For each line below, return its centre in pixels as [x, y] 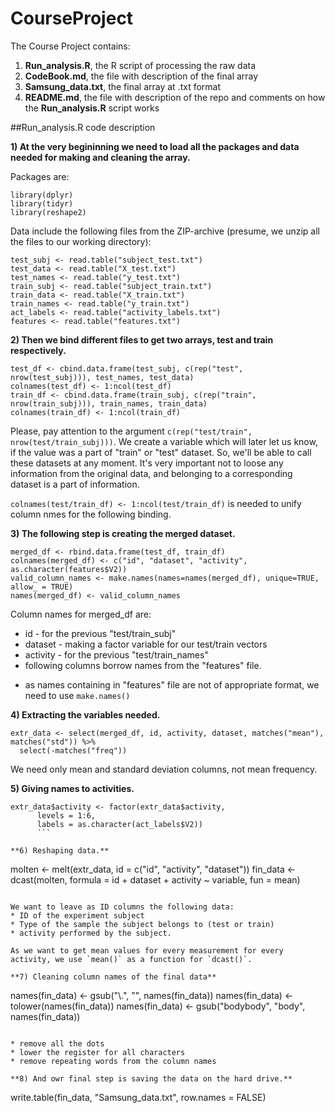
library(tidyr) [42, 203]
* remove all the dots [57, 1043]
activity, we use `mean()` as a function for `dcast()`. [131, 959]
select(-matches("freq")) [73, 750]
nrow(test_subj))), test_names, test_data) [102, 377]
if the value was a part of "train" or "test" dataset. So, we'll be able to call [161, 452]
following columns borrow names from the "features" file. [143, 665]
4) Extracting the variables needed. [85, 714]
